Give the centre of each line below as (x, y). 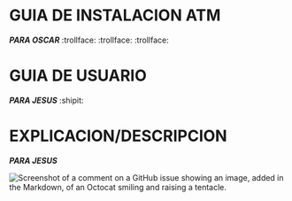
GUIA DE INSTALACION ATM (115, 15)
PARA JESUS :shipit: (46, 100)
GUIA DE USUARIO (78, 76)
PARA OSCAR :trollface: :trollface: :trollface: (89, 40)
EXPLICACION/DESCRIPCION (118, 136)
